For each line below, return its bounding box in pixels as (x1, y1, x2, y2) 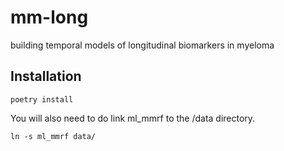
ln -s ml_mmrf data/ (10, 131, 97, 141)
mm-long (10, 6, 89, 29)
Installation (10, 68, 82, 85)
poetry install (10, 94, 74, 105)
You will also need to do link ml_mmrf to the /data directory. (10, 112, 256, 124)
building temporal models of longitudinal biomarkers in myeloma (10, 39, 275, 51)
